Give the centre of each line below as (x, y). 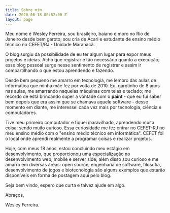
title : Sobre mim (24, 10)
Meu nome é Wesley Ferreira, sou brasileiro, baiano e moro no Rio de (77, 34)
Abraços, (15, 195)
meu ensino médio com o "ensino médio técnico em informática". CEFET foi (84, 133)
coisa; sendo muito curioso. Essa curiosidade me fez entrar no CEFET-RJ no (85, 128)
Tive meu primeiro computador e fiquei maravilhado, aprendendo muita (80, 123)
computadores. (21, 113)
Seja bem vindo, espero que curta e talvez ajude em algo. (65, 185)
